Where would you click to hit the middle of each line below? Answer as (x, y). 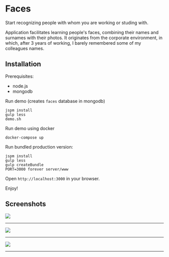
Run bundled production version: (39, 147)
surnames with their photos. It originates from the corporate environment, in (84, 38)
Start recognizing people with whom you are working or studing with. (77, 23)
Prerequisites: (20, 76)
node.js (20, 86)
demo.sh (13, 119)
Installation (23, 64)
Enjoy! (12, 188)
